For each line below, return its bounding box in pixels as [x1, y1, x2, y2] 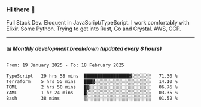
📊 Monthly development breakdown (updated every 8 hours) [6, 45, 162, 52]
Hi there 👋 [6, 5, 36, 14]
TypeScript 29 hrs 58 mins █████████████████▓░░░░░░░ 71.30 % [6, 73, 178, 80]
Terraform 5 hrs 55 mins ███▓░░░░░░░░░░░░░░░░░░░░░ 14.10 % [6, 79, 178, 85]
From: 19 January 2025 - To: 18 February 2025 [6, 62, 124, 68]
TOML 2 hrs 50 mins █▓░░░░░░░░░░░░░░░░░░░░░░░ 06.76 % [6, 84, 178, 90]
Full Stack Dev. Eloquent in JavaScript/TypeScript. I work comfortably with [6, 19, 190, 26]
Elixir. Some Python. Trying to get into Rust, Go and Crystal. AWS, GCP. [6, 25, 181, 32]
